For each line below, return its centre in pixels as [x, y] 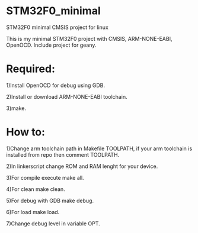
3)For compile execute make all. [45, 177]
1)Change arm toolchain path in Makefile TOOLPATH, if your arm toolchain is [99, 148]
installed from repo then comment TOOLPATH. [63, 154]
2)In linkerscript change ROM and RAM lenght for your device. [82, 166]
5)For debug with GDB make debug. [50, 200]
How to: [26, 132]
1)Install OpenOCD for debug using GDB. [56, 85]
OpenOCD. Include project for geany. [51, 45]
